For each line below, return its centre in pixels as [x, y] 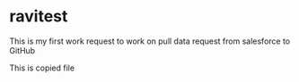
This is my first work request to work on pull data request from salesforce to [150, 41]
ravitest [39, 16]
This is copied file [42, 68]
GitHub [22, 50]
